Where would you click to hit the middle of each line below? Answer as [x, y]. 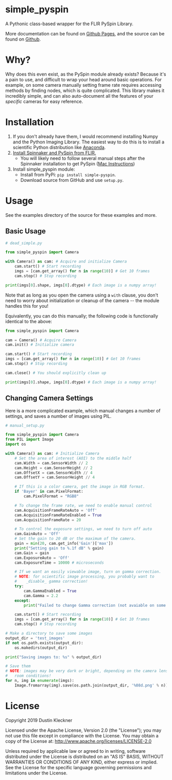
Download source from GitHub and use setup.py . [72, 180]
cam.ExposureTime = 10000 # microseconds [59, 563]
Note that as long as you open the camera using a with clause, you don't [82, 295]
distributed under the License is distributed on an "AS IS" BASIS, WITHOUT [84, 756]
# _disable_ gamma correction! [51, 582]
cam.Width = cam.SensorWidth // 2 [51, 463]
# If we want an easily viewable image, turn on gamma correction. [88, 572]
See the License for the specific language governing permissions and [79, 767]
